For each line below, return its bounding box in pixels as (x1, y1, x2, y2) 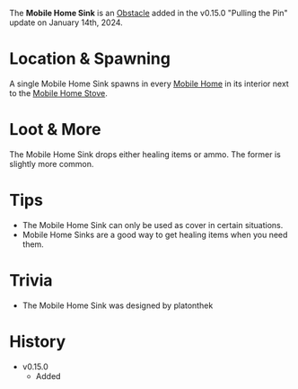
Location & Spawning (9, 49, 171, 69)
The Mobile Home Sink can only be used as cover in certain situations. (22, 219, 284, 230)
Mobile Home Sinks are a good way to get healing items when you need (22, 229, 288, 240)
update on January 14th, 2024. (9, 17, 123, 28)
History (9, 332, 66, 351)
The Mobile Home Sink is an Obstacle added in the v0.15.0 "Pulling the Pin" (9, 8, 289, 18)
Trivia (9, 270, 53, 290)
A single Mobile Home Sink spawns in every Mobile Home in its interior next (9, 78, 289, 89)
